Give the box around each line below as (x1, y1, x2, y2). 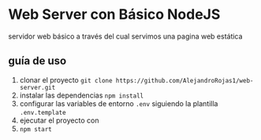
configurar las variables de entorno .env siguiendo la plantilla (19, 98, 218, 108)
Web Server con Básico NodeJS (8, 6, 221, 24)
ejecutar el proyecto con (19, 116, 99, 125)
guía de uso (8, 54, 67, 68)
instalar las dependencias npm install (19, 90, 144, 100)
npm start (19, 125, 53, 133)
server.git (19, 83, 56, 91)
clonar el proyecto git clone (19, 75, 113, 84)
